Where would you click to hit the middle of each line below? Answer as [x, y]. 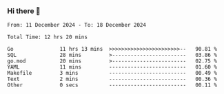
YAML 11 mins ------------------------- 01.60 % [112, 67]
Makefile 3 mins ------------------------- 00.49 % [112, 73]
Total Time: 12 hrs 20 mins [48, 37]
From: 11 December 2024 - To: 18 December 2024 [77, 25]
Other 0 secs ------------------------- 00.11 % [112, 85]
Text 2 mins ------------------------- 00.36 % [112, 79]
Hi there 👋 [24, 11]
